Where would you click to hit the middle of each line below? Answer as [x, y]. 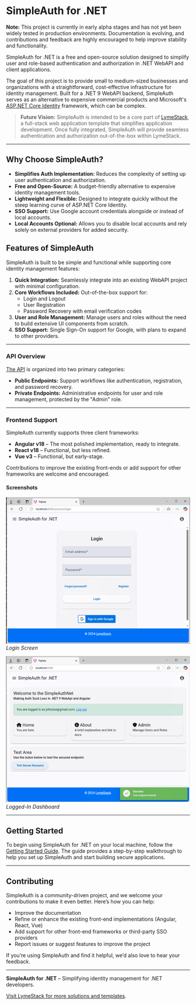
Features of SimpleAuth [50, 248]
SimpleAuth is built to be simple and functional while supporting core [89, 262]
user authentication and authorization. [60, 180]
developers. [20, 985]
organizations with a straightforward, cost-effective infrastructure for [89, 87]
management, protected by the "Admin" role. [68, 399]
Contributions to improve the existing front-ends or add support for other [94, 468]
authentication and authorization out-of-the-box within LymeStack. [101, 135]
